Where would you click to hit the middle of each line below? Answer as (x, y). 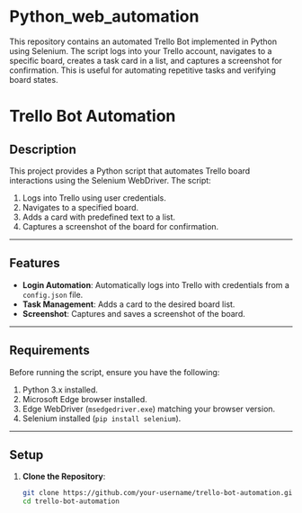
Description (43, 149)
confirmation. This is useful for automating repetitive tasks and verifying (143, 70)
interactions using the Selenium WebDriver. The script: (110, 180)
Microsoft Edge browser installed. (85, 399)
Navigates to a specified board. (80, 207)
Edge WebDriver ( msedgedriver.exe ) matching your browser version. (149, 409)
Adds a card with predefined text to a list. (99, 217)
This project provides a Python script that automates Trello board (130, 171)
